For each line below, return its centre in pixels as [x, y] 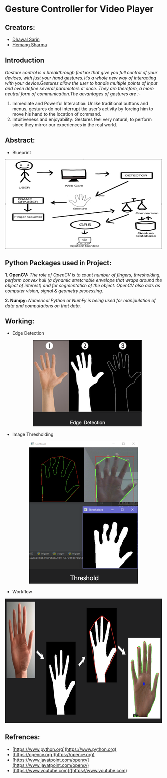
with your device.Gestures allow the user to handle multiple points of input [81, 83]
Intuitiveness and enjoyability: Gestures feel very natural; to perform [82, 119]
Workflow [22, 591]
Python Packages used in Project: [58, 263]
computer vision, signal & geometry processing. [54, 291]
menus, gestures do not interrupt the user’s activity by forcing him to [83, 109]
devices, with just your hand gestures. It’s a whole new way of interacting [81, 78]
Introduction [25, 61]
